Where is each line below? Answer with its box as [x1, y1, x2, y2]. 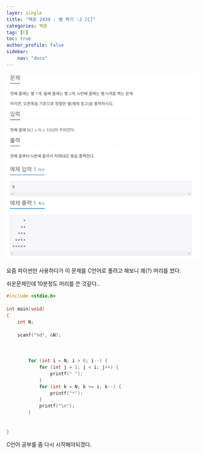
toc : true [6, 36, 32, 42]
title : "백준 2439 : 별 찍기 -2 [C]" [6, 16, 96, 23]
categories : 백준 [6, 23, 48, 29]
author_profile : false [6, 42, 64, 48]
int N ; [17, 319, 34, 325]
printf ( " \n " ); [38, 403, 75, 409]
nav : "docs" [17, 55, 48, 61]
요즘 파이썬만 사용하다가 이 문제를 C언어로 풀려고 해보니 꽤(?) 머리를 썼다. [6, 267, 181, 274]
